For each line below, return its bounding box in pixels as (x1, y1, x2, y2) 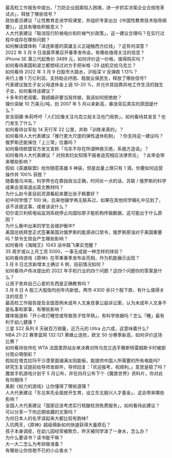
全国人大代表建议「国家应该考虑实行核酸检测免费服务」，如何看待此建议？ (5, 403, 160, 408)
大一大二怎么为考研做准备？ (5, 441, 64, 447)
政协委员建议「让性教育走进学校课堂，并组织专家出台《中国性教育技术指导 (5, 17, 162, 23)
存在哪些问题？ (18, 36, 50, 43)
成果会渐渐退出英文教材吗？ (5, 184, 64, 190)
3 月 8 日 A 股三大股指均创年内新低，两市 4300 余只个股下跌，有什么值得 (5, 287, 160, 293)
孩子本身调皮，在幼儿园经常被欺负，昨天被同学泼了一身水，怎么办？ (5, 428, 149, 434)
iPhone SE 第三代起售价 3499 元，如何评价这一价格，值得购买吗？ (5, 56, 145, 62)
